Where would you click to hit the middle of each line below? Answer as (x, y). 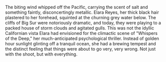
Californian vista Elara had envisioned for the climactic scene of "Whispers (81, 33)
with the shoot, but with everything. (41, 54)
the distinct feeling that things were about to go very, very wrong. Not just (81, 49)
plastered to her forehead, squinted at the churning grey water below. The (81, 17)
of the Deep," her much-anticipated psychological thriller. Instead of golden (82, 38)
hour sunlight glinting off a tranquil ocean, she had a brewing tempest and (81, 44)
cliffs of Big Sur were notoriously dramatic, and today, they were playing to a (83, 23)
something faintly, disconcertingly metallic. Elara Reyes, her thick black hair (82, 12)
